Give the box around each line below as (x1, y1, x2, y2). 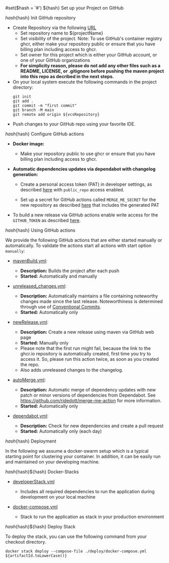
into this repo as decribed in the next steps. (20, 74, 115, 79)
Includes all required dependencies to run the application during (20, 488, 155, 495)
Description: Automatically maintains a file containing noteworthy (20, 293, 158, 299)
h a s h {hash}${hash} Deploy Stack (5, 524, 76, 529)
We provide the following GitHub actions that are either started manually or (5, 237, 162, 243)
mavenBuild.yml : (12, 258, 48, 264)
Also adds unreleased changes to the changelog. (20, 367, 123, 373)
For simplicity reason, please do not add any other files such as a (20, 63, 161, 68)
